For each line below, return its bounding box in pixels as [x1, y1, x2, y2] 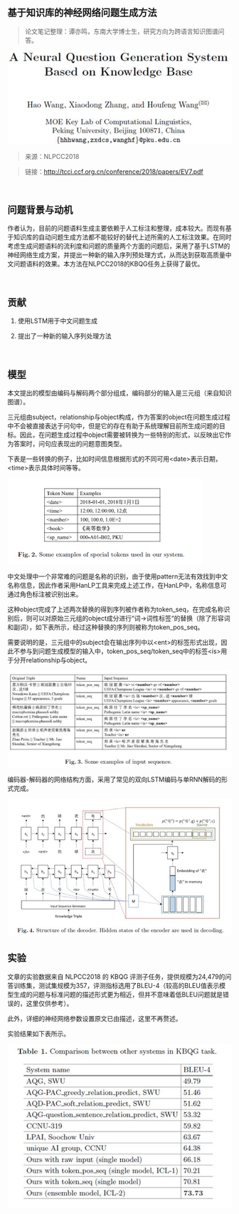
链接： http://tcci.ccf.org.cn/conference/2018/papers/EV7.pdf [24, 167, 204, 176]
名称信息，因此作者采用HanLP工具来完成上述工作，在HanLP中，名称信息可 [7, 581, 227, 589]
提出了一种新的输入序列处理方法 [17, 332, 112, 341]
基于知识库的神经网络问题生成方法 [7, 6, 157, 19]
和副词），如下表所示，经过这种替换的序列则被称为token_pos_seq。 [7, 623, 204, 631]
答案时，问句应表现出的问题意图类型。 [13, 440, 126, 447]
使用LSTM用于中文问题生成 [17, 316, 98, 326]
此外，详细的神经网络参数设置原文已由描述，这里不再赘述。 [7, 1014, 182, 1022]
